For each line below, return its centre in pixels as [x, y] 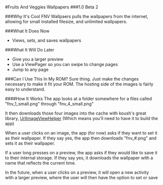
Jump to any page [30, 69]
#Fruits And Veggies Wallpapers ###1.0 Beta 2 [52, 7]
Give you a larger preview [38, 59]
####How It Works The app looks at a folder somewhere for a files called [79, 99]
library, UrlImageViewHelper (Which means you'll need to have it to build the [81, 118]
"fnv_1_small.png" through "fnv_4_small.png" [49, 104]
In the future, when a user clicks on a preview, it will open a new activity [77, 172]
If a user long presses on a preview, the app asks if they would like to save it [81, 153]
